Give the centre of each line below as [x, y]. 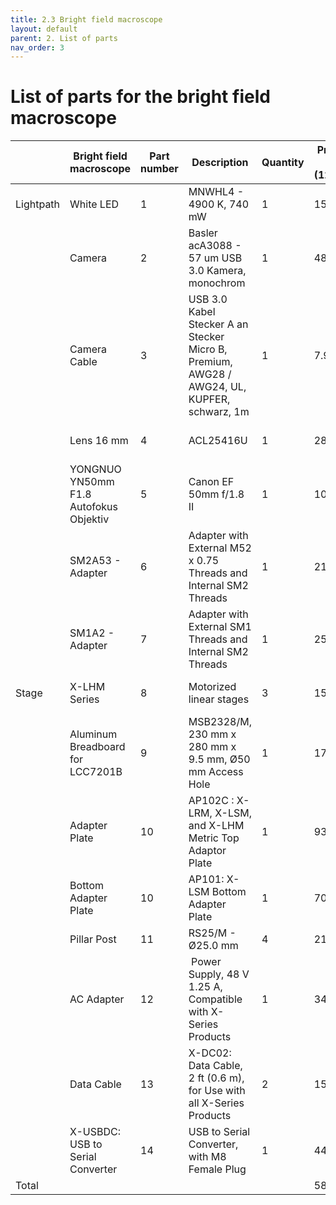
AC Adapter [97, 999]
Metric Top [214, 838]
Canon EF [211, 482]
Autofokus [93, 507]
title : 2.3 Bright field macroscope [86, 19]
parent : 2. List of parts [64, 38]
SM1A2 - [92, 633]
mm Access [216, 772]
